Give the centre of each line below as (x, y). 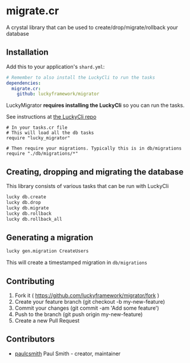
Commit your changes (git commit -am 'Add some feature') (87, 308)
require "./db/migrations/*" (42, 154)
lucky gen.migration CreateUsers (47, 251)
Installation (27, 52)
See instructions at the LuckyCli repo (51, 117)
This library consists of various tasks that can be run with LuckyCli (88, 186)
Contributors (31, 339)
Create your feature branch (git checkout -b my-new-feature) (90, 301)
